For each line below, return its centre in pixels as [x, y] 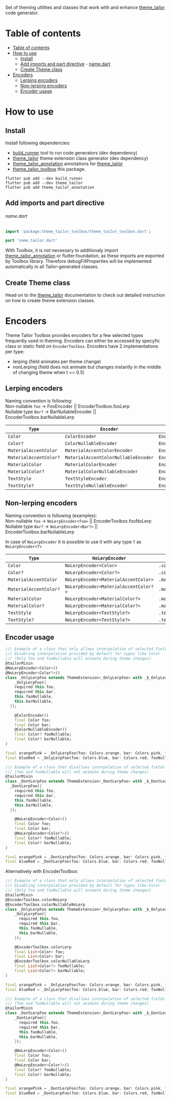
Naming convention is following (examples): [51, 515]
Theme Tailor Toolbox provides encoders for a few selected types [74, 335]
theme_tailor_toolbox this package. [49, 169]
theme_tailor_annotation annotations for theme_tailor [68, 164]
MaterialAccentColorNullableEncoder [109, 457]
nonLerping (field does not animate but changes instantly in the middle [87, 367]
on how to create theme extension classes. [50, 301]
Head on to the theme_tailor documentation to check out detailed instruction [85, 295]
